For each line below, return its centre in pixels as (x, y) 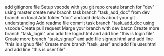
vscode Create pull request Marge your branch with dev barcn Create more (82, 28)
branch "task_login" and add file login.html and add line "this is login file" (80, 33)
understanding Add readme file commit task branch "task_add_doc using (80, 23)
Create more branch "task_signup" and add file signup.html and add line (79, 39)
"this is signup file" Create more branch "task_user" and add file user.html (81, 44)
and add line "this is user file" (35, 49)
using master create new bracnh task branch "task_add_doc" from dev (78, 12)
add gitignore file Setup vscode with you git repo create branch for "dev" (80, 7)
